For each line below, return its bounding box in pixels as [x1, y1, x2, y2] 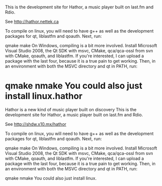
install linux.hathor [5, 91, 82, 101]
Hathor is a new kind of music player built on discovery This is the [5, 106, 137, 112]
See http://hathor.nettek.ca [5, 19, 59, 24]
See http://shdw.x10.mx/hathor [5, 121, 66, 127]
